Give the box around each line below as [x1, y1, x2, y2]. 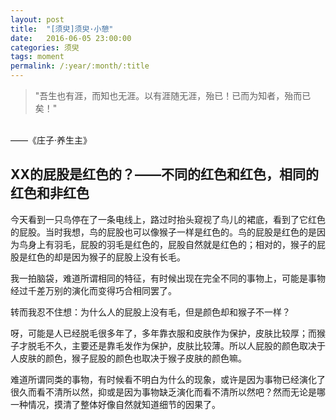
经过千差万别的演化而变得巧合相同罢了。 [10, 284, 177, 296]
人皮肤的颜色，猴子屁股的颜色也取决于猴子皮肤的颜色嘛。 [10, 352, 247, 364]
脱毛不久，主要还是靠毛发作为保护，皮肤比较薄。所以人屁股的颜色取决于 [27, 339, 326, 351]
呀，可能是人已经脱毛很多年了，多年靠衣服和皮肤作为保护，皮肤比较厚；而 [10, 327, 317, 339]
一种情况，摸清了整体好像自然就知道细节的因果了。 [10, 398, 221, 410]
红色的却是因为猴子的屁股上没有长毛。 [27, 251, 186, 263]
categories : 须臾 [10, 42, 80, 53]
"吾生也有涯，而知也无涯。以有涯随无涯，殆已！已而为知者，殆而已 [34, 90, 312, 101]
